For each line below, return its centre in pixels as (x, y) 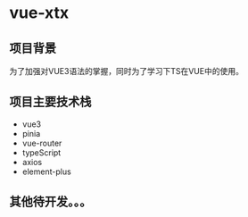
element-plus (46, 171)
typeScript (41, 152)
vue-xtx (39, 13)
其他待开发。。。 (50, 202)
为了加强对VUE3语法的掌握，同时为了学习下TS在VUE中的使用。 (126, 71)
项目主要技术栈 (50, 102)
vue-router (42, 143)
